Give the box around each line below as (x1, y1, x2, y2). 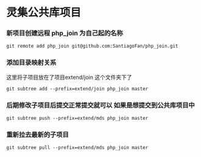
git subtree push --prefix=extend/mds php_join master (6, 115, 149, 122)
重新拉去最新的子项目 (6, 131, 69, 139)
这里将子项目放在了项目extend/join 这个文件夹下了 (6, 73, 132, 81)
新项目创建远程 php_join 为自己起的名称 (6, 29, 124, 37)
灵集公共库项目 (6, 5, 82, 20)
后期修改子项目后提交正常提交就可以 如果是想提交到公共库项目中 (6, 101, 195, 109)
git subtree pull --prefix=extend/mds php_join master (6, 145, 149, 151)
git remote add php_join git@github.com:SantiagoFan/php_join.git (6, 43, 178, 49)
